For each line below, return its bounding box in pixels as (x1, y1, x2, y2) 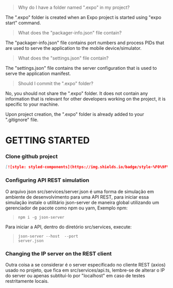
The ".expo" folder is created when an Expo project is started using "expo (5, 14, 162, 20)
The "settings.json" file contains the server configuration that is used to (5, 65, 157, 71)
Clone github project (5, 153, 58, 160)
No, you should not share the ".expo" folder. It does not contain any (5, 90, 148, 97)
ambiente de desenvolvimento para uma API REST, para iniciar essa (5, 194, 149, 200)
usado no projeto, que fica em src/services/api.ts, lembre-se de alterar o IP (5, 267, 165, 273)
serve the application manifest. (5, 70, 71, 76)
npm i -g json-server (18, 215, 64, 220)
